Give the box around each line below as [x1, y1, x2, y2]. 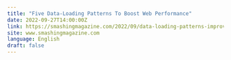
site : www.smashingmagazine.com [7, 29, 100, 37]
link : [7, 23, 23, 30]
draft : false [7, 42, 45, 49]
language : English [7, 36, 60, 43]
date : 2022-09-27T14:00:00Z [7, 17, 88, 23]
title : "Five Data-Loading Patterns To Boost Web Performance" [7, 10, 192, 17]
